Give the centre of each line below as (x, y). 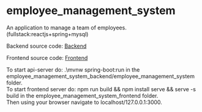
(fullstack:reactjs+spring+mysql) (47, 34)
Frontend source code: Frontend (47, 58)
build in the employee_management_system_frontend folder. (82, 95)
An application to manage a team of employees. (66, 28)
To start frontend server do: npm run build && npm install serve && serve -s (101, 89)
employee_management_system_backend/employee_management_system (100, 76)
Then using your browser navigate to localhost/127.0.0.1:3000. (84, 102)
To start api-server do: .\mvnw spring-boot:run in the (73, 69)
